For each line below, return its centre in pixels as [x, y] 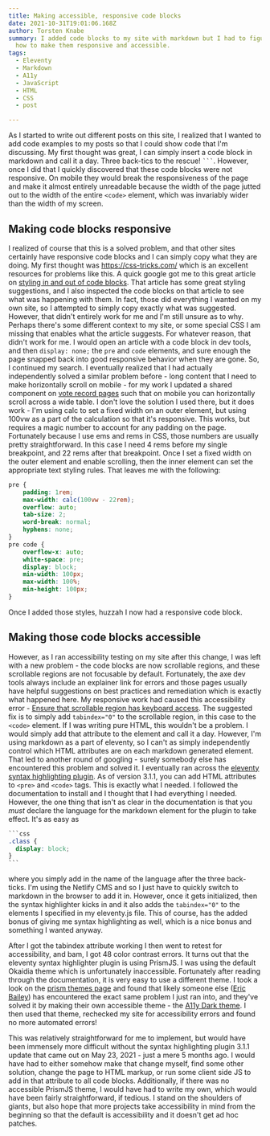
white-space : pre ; [53, 559]
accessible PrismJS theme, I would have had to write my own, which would [133, 1089]
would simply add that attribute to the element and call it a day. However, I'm [135, 733]
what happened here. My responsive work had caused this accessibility [127, 699]
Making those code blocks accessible [104, 637]
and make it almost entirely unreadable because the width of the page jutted [135, 186]
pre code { [27, 544]
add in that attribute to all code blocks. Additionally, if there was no [119, 1081]
